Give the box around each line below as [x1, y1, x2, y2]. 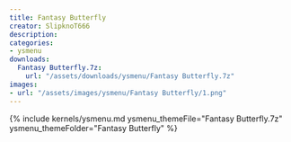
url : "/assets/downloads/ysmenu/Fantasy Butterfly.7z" [25, 72, 235, 81]
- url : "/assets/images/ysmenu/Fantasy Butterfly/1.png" [9, 88, 227, 97]
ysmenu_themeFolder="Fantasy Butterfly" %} [9, 122, 178, 133]
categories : [9, 38, 54, 48]
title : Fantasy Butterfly [9, 13, 106, 22]
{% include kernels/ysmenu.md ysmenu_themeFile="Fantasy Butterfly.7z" [9, 113, 283, 124]
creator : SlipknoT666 [9, 22, 91, 31]
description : [9, 30, 58, 39]
